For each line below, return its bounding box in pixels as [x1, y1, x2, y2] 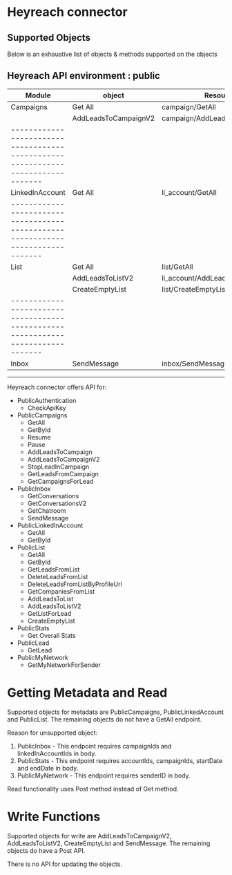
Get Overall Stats [27, 631, 76, 639]
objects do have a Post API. [7, 846, 86, 854]
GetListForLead [27, 609, 72, 617]
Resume [27, 433, 51, 441]
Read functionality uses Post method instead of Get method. [7, 784, 179, 793]
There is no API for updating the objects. [7, 860, 122, 868]
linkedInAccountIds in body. [17, 749, 97, 758]
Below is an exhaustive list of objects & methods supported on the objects [7, 50, 217, 58]
